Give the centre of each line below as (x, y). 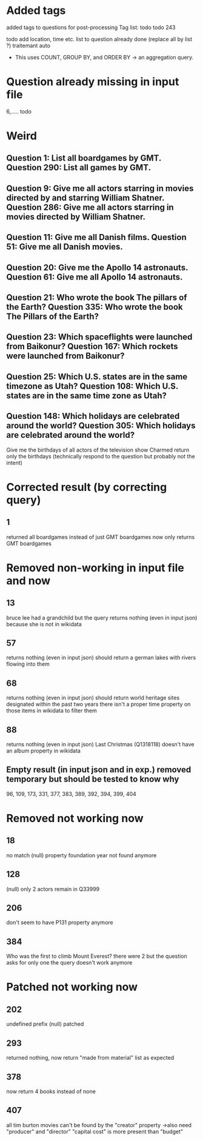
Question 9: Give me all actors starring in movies (100, 188)
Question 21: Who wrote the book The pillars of (97, 298)
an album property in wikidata (43, 751)
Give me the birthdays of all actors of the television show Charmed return (98, 450)
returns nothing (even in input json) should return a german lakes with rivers (101, 658)
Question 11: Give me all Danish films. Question (96, 237)
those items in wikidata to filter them (52, 711)
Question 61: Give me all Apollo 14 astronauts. (95, 277)
